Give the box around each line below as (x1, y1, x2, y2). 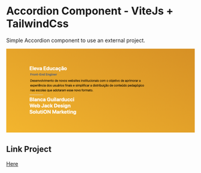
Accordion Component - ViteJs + (6, 4, 173, 18)
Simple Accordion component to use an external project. (6, 37, 145, 44)
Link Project (6, 144, 52, 154)
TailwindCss (6, 17, 69, 31)
